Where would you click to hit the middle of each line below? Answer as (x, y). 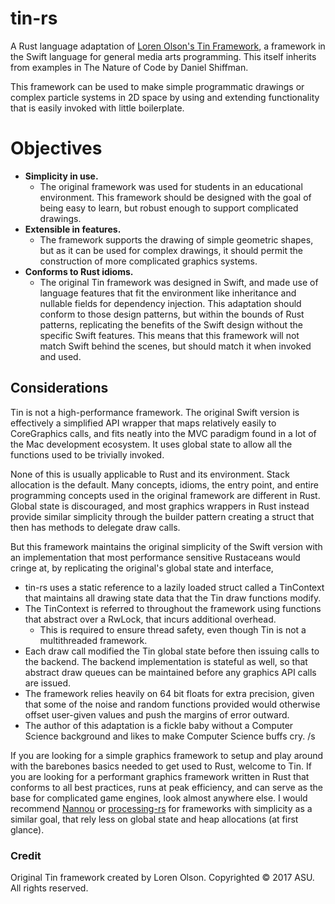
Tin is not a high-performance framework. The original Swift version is (155, 412)
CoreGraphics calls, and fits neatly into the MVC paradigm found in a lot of (163, 433)
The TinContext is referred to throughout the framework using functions (173, 608)
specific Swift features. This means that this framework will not (169, 335)
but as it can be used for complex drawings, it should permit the (171, 250)
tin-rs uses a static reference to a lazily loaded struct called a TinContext (174, 587)
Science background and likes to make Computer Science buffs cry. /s (170, 736)
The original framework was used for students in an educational (171, 186)
